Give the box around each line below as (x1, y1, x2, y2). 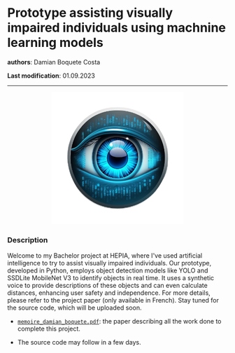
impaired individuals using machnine (7, 20, 226, 36)
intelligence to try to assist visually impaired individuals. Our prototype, (7, 258, 212, 267)
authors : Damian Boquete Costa (7, 57, 101, 66)
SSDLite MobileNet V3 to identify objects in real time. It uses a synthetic (7, 273, 215, 282)
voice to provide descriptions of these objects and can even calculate (7, 281, 208, 289)
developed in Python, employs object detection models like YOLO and (7, 266, 208, 275)
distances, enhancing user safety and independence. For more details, (7, 289, 211, 297)
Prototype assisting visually (7, 5, 173, 21)
